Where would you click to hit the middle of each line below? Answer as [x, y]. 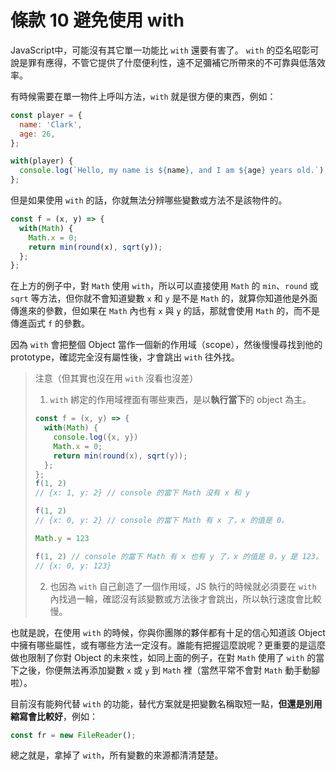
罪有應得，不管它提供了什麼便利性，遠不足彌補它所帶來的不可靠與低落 [172, 62]
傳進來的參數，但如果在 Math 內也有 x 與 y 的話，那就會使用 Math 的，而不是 [165, 311]
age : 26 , [37, 134]
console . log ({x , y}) [96, 437]
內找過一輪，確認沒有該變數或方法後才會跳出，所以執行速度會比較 [185, 598]
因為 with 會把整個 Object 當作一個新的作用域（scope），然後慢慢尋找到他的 [166, 345]
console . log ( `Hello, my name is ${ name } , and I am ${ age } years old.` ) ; [174, 171]
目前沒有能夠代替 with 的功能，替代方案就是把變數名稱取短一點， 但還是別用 [166, 703]
